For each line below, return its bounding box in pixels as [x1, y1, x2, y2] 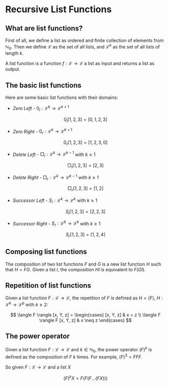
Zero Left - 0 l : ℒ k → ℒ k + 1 [12, 105, 69, 113]
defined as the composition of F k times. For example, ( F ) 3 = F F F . [5, 353, 143, 360]
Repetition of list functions [5, 281, 92, 290]
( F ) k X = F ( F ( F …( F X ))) [63, 374, 108, 381]
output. [5, 66, 20, 72]
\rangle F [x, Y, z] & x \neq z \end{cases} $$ [39, 317, 132, 323]
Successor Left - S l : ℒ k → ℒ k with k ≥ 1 [12, 196, 98, 204]
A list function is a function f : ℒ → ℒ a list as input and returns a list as [5, 60, 155, 67]
